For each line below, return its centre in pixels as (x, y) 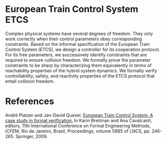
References (30, 101)
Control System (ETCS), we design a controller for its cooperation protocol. (83, 49)
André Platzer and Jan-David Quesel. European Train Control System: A (79, 115)
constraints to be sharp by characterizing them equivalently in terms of (78, 65)
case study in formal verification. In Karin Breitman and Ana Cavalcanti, (79, 120)
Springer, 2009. (32, 136)
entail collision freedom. (30, 81)
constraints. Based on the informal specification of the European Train (77, 44)
